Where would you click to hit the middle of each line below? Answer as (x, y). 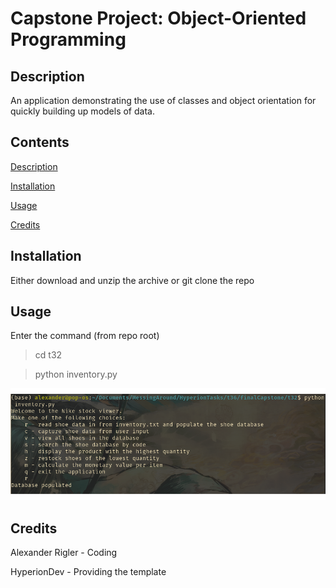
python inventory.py (76, 374)
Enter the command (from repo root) (85, 336)
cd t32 (48, 355)
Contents (40, 142)
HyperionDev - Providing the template (88, 572)
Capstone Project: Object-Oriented (158, 18)
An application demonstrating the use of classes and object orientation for (163, 100)
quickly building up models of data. (82, 111)
